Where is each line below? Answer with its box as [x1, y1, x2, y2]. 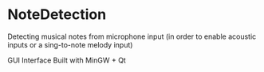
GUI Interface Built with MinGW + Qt [7, 55, 127, 65]
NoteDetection [7, 6, 107, 24]
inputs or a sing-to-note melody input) [7, 40, 133, 49]
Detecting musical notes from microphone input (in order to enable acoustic [7, 32, 257, 41]
